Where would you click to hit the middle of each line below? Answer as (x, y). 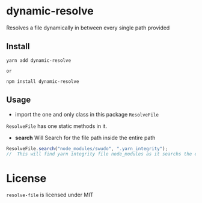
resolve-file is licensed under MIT (50, 195)
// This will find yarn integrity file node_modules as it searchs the (99, 154)
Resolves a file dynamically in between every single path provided (88, 28)
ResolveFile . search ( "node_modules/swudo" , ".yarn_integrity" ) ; (87, 148)
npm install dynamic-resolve (43, 81)
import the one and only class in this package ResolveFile (87, 114)
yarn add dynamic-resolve (38, 60)
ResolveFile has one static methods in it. (57, 126)
